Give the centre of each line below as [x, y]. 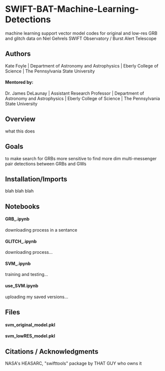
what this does [20, 131]
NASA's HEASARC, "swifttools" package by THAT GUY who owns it [73, 363]
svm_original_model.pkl [30, 325]
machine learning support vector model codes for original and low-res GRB [81, 33]
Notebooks [22, 206]
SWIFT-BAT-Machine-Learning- [72, 9]
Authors [18, 54]
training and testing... [27, 274]
